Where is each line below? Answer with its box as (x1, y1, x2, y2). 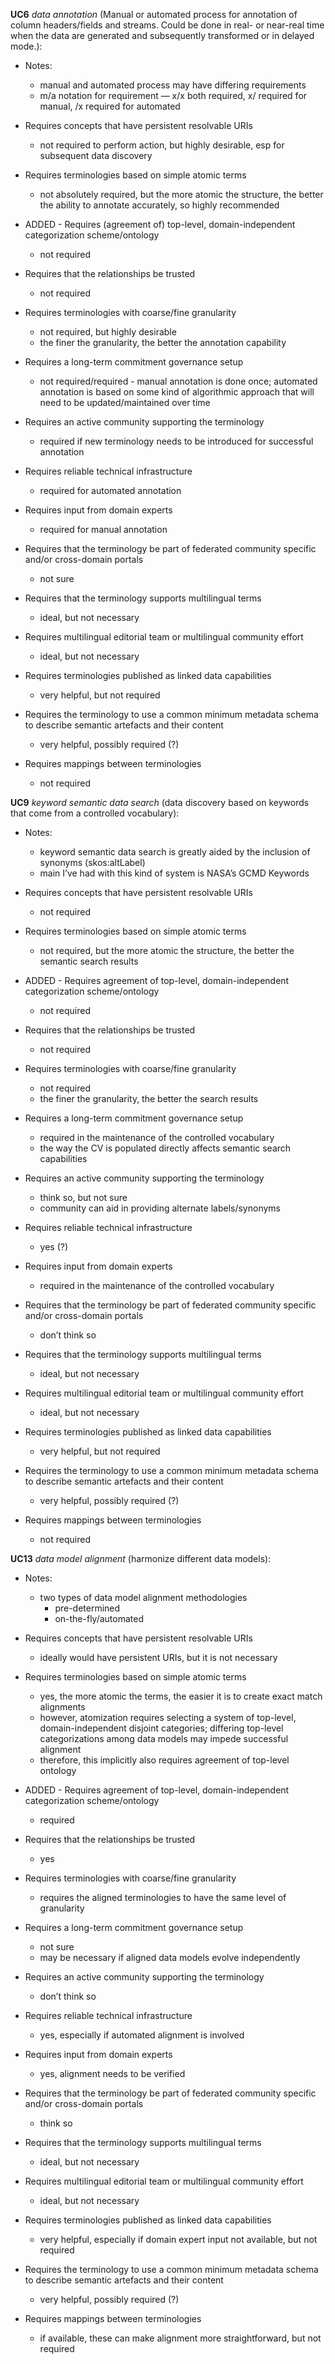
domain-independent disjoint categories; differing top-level (39, 1722, 284, 1734)
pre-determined (54, 1602, 121, 1614)
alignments (39, 1701, 86, 1713)
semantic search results (39, 955, 139, 967)
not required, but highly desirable (39, 326, 177, 338)
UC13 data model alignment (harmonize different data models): (10, 1553, 272, 1564)
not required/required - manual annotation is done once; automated (39, 375, 318, 387)
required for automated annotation (39, 485, 182, 496)
